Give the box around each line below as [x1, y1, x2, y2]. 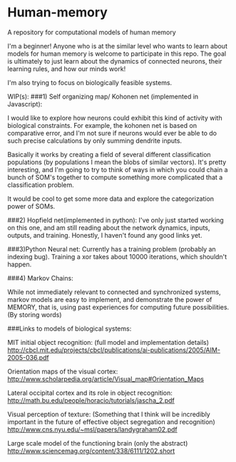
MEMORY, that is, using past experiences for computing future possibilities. [7, 303, 230, 311]
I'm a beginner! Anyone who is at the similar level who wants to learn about [7, 41, 228, 50]
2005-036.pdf [7, 353, 49, 361]
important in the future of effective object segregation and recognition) [7, 417, 215, 426]
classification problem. [7, 180, 74, 189]
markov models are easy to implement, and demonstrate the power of [7, 295, 212, 303]
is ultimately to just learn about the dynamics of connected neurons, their [7, 56, 222, 65]
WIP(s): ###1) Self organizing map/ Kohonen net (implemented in [7, 92, 199, 101]
